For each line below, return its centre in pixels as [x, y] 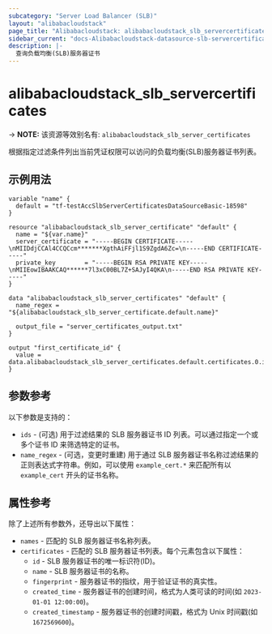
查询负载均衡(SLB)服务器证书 [58, 54]
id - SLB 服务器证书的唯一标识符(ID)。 [96, 561]
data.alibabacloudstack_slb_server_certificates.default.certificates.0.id [139, 362]
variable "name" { [39, 199]
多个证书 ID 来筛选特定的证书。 [72, 444]
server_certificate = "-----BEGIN [74, 241]
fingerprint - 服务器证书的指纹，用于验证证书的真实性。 [127, 581]
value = [29, 355]
